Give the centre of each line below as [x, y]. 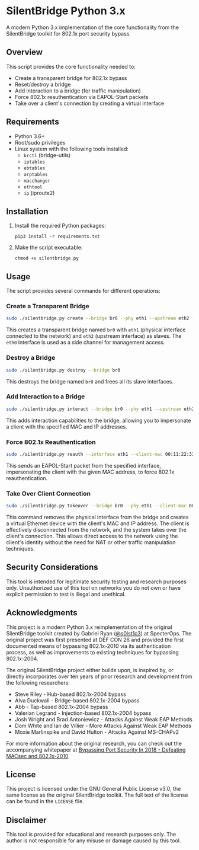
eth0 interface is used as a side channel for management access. [86, 343]
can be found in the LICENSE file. [45, 801]
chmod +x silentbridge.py [46, 258]
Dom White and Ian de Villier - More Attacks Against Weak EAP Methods [103, 726]
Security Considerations [52, 567]
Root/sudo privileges [40, 142]
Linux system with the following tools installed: [72, 149]
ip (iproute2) [39, 193]
